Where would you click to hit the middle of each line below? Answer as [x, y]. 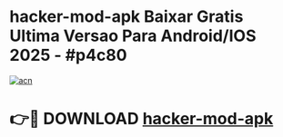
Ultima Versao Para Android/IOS [133, 36]
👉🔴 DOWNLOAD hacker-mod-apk [141, 119]
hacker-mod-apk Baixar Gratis [126, 17]
